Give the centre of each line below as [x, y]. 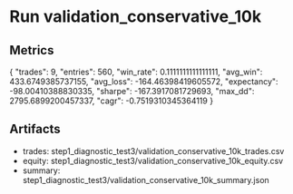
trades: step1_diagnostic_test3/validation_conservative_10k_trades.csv [153, 150]
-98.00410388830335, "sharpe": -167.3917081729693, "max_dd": [132, 91]
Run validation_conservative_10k [135, 17]
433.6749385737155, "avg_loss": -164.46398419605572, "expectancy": [144, 82]
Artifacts [35, 129]
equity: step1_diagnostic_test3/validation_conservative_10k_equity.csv [153, 160]
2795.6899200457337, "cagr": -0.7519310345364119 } [112, 101]
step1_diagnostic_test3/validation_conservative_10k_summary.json [146, 179]
